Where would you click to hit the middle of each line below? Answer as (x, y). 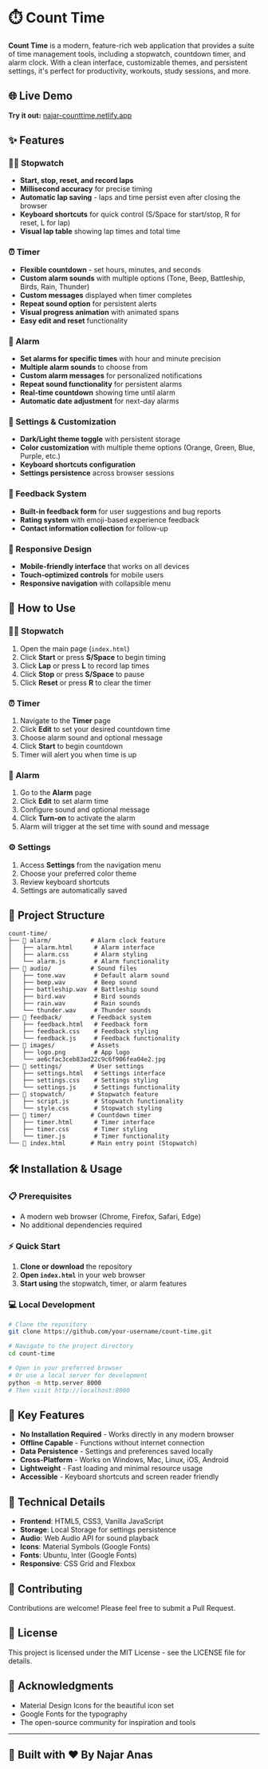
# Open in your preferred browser (66, 1368)
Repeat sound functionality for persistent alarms (101, 384)
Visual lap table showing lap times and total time (100, 232)
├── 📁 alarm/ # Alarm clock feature (87, 941)
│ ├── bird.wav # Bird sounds (75, 997)
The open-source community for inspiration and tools (108, 1722)
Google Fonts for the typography (73, 1714)
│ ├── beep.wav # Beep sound (73, 983)
